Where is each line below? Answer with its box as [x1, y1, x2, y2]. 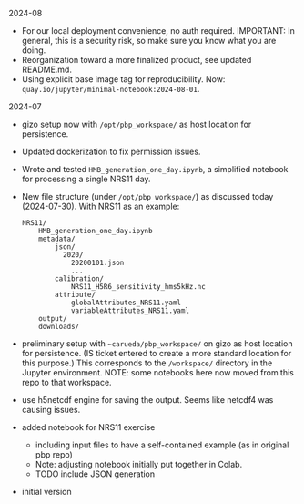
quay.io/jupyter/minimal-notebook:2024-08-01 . [21, 84, 200, 94]
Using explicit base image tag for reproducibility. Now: [21, 74, 226, 85]
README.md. [21, 64, 72, 75]
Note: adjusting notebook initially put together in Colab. [35, 459, 243, 469]
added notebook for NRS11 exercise [21, 422, 156, 432]
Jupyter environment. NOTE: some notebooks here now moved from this [21, 367, 295, 377]
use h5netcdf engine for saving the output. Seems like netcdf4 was [21, 395, 274, 405]
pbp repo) [35, 449, 74, 459]
